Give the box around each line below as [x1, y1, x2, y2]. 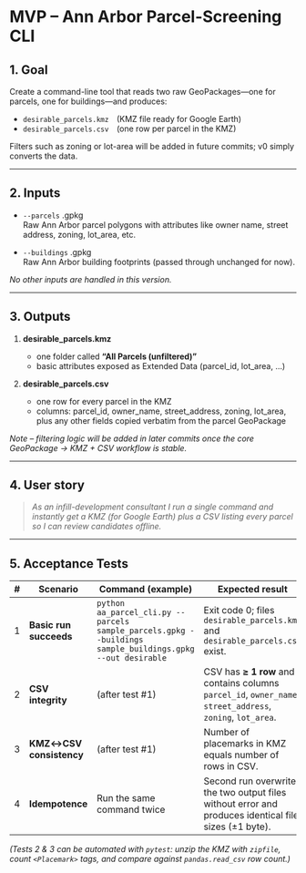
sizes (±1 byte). [203, 820, 271, 833]
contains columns [203, 677, 280, 690]
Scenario [38, 583, 79, 596]
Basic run [28, 619, 71, 632]
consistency [28, 749, 84, 762]
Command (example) [98, 583, 193, 596]
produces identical [203, 809, 284, 822]
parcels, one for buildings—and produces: [9, 96, 168, 107]
